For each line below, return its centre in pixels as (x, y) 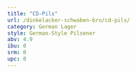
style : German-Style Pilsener (52, 33)
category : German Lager (42, 26)
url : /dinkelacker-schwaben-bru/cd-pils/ (69, 20)
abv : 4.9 (20, 40)
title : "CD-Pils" (33, 14)
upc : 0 (17, 59)
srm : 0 (17, 53)
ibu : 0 (17, 46)
